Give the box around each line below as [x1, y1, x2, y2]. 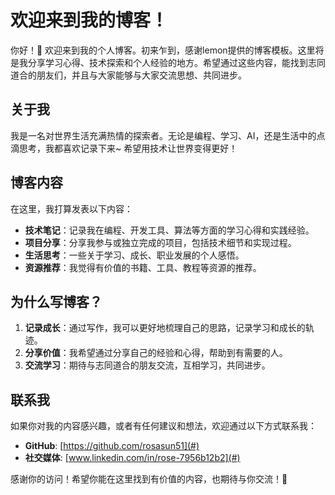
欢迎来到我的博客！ [10, 9, 169, 32]
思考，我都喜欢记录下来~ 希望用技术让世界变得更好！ [18, 142, 238, 154]
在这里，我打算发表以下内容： [10, 202, 133, 215]
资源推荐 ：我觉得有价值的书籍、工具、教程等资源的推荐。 [24, 261, 262, 273]
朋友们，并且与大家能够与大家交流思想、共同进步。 [36, 69, 247, 81]
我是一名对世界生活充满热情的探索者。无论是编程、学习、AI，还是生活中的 [10, 129, 317, 141]
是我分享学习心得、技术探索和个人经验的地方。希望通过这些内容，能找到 [10, 56, 308, 68]
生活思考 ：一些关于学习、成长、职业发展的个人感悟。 [24, 249, 245, 261]
